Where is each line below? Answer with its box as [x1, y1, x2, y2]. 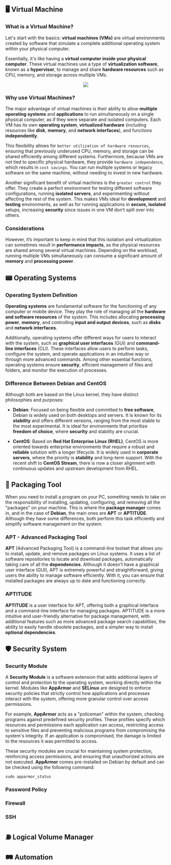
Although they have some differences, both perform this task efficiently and [5, 515, 165, 522]
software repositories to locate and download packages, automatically [5, 556, 153, 562]
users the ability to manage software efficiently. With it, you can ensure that [5, 572, 164, 579]
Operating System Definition [5, 291, 78, 299]
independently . [5, 133, 39, 139]
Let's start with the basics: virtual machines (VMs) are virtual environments [5, 35, 165, 41]
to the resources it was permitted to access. [5, 738, 98, 745]
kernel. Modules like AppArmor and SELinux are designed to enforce [5, 685, 151, 691]
